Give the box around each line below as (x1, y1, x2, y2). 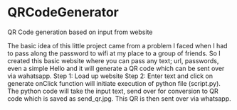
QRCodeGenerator (7, 4, 119, 21)
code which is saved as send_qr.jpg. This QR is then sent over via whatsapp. (7, 94, 231, 103)
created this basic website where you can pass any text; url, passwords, (7, 56, 219, 65)
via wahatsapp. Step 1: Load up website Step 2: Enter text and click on (7, 72, 214, 80)
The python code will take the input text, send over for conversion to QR (7, 87, 218, 95)
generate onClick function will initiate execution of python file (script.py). (7, 79, 221, 87)
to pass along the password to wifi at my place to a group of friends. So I (7, 49, 221, 57)
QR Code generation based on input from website (7, 28, 153, 36)
